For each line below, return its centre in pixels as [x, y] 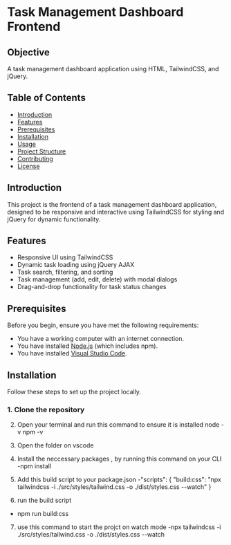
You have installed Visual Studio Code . [72, 353]
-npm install [34, 466]
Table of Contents [47, 98]
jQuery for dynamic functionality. [54, 219]
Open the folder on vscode [55, 445]
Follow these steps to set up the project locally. [74, 392]
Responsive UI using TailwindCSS [65, 257]
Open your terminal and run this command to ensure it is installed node [118, 425]
